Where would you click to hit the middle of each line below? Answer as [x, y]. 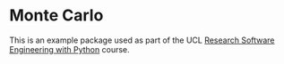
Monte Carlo [56, 16]
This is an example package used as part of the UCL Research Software [142, 40]
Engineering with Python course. [69, 49]
